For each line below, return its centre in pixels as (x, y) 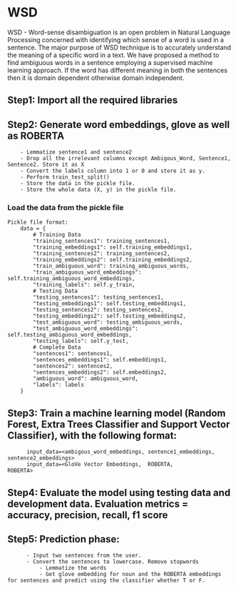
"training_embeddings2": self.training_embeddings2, (113, 260)
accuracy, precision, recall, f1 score (88, 515)
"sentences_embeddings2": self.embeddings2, (100, 372)
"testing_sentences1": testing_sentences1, (98, 297)
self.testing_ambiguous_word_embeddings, (70, 335)
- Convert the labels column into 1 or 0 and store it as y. (113, 171)
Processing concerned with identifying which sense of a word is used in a (116, 39)
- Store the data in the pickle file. (78, 184)
